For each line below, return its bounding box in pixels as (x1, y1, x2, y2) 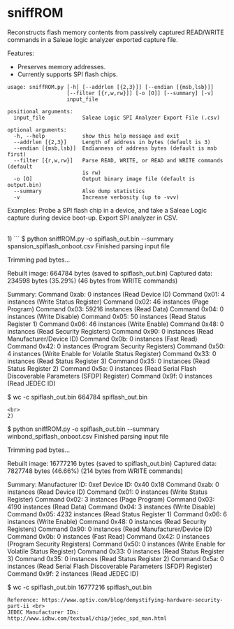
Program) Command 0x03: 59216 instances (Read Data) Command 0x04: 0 (7, 304, 224, 313)
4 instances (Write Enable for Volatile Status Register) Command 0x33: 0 (7, 349, 217, 358)
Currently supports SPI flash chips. (17, 70, 118, 78)
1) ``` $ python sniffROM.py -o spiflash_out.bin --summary (7, 234, 174, 243)
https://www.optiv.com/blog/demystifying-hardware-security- (41, 596, 224, 603)
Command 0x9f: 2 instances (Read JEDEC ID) (7, 569, 139, 578)
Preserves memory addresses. (17, 62, 106, 71)
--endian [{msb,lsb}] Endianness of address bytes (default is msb (13, 145, 217, 152)
